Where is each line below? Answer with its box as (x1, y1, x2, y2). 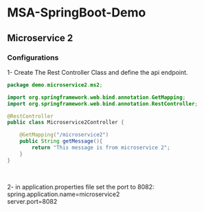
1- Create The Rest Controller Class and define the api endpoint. (7, 68, 188, 76)
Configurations (7, 53, 59, 62)
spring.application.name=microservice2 (7, 190, 120, 198)
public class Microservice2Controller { (7, 119, 125, 126)
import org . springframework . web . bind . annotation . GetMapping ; (7, 94, 186, 101)
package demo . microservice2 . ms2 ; (7, 81, 103, 89)
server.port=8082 (7, 197, 58, 205)
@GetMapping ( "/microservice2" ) (19, 132, 109, 139)
